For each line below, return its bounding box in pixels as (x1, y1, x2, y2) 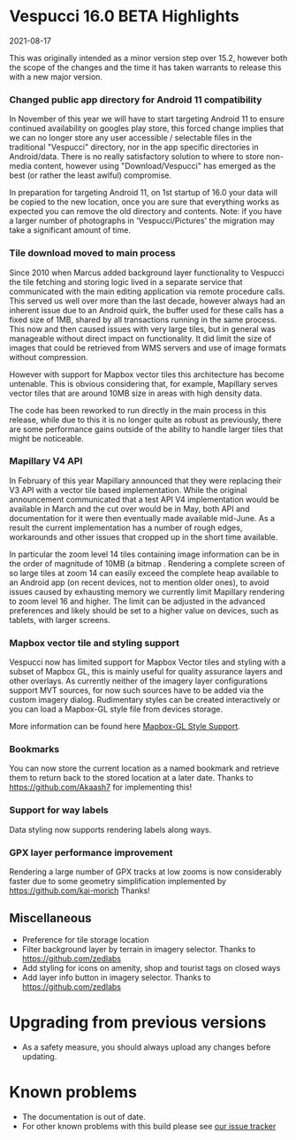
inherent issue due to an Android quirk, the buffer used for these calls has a (9, 304, 285, 315)
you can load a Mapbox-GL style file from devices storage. (9, 704, 224, 714)
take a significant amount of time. (9, 225, 131, 235)
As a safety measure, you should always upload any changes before (21, 1042, 271, 1052)
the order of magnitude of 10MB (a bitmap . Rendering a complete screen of (9, 558, 285, 568)
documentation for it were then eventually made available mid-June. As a (9, 512, 276, 523)
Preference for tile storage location (21, 934, 149, 944)
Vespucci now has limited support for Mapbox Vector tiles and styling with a (9, 657, 286, 667)
